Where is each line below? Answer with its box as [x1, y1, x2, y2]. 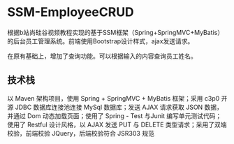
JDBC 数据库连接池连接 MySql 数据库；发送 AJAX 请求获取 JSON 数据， [15, 103, 224, 111]
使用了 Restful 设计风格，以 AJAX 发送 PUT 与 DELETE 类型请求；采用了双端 [7, 120, 227, 129]
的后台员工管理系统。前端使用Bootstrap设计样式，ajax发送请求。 [7, 36, 194, 45]
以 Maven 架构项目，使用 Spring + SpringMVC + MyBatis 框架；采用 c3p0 [7, 94, 220, 102]
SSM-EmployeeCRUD [7, 4, 134, 20]
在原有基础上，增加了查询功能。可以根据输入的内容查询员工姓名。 [7, 52, 197, 60]
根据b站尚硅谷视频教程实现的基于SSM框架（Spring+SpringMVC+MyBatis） [7, 28, 224, 36]
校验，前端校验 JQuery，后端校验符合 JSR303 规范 [7, 129, 155, 137]
